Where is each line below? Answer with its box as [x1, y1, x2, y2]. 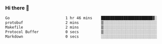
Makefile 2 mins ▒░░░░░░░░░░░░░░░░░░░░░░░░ [5, 25, 157, 30]
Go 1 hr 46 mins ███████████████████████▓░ [5, 16, 157, 21]
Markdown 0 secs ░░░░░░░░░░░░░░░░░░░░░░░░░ [5, 34, 157, 39]
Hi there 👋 [5, 4, 30, 11]
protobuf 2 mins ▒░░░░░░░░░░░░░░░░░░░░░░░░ [5, 20, 157, 25]
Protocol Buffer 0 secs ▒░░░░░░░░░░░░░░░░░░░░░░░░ [5, 29, 157, 34]
